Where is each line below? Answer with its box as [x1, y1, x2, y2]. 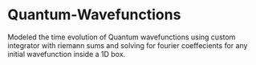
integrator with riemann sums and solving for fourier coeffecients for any [7, 40, 248, 50]
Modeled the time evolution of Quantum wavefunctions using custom [7, 32, 236, 42]
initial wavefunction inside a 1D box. [7, 49, 126, 59]
